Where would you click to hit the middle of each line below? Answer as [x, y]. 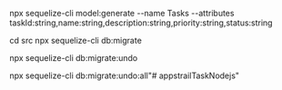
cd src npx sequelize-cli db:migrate [76, 40]
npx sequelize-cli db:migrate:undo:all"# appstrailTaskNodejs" [124, 75]
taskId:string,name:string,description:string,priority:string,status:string [141, 23]
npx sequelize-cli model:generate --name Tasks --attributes [122, 13]
